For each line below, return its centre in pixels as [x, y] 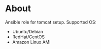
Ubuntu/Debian [28, 31]
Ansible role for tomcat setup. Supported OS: [51, 22]
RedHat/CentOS [29, 37]
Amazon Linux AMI [31, 42]
